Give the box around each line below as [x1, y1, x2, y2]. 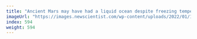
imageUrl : [6, 14, 30, 19]
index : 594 [6, 19, 33, 25]
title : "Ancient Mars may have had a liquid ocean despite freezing [6, 8, 177, 14]
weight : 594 [6, 24, 35, 30]
